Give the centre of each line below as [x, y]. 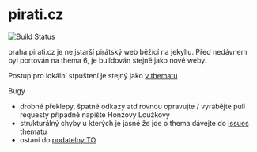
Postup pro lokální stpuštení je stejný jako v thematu [93, 75]
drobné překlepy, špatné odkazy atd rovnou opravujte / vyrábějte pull [132, 106]
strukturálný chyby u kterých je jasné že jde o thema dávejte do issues [134, 123]
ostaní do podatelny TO [58, 139]
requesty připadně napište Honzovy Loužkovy [94, 114]
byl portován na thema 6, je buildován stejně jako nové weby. [108, 60]
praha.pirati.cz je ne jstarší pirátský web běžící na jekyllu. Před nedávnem [128, 51]
